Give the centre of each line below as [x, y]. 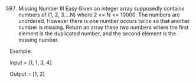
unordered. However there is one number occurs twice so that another [104, 21]
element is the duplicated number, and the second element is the [97, 34]
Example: [21, 51]
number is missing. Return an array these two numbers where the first [103, 27]
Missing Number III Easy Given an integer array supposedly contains [101, 9]
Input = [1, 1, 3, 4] [31, 62]
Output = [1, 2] [27, 74]
